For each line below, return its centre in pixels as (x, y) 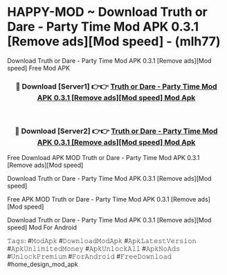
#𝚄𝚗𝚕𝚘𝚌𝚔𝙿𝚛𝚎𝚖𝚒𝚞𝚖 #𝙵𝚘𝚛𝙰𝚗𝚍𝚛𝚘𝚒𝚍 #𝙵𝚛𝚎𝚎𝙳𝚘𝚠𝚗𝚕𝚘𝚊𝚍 (89, 256)
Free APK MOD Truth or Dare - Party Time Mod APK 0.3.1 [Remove (102, 199)
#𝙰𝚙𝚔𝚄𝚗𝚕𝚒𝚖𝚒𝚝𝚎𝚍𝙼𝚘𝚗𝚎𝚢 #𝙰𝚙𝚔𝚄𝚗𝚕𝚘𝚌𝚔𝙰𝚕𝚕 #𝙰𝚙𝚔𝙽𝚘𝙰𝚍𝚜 (94, 248)
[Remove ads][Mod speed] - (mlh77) (114, 42)
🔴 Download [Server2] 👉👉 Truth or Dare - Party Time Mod (116, 131)
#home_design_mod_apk (43, 264)
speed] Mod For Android (42, 227)
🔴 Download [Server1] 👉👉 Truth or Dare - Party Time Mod (116, 86)
